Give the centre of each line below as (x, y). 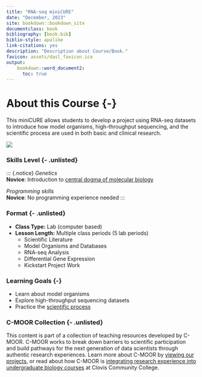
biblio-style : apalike (35, 40)
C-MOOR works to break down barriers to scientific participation (106, 342)
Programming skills (30, 192)
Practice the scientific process (53, 307)
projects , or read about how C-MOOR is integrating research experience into (101, 361)
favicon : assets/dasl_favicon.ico (50, 57)
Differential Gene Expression (59, 259)
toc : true (34, 74)
